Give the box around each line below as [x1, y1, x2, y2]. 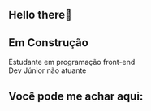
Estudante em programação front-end [8, 58, 136, 67]
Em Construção [8, 36, 89, 49]
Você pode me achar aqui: [8, 89, 144, 103]
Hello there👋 [8, 8, 73, 22]
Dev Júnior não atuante [8, 66, 87, 75]
